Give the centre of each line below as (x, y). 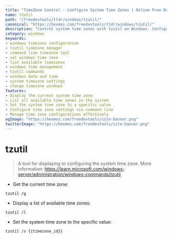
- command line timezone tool (38, 53)
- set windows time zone (32, 57)
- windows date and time (32, 77)
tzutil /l (16, 212)
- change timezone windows (34, 86)
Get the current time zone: (40, 184)
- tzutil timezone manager (34, 48)
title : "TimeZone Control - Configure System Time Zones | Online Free (83, 10)
